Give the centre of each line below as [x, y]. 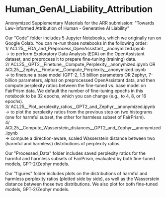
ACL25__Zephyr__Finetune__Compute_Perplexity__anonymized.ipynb [76, 69]
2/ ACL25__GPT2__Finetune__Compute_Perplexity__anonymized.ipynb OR [80, 64]
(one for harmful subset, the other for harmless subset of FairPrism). [75, 117]
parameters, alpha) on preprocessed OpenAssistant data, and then [87, 80]
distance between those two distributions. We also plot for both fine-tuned [82, 184]
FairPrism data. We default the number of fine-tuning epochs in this [74, 91]
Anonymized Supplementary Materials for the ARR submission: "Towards [80, 23]
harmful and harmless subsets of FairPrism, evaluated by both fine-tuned [80, 158]
